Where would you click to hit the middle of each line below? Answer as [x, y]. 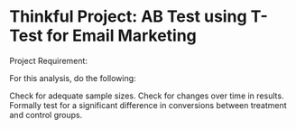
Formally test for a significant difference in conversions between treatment [148, 105]
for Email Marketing [121, 36]
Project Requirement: [49, 60]
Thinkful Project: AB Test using [128, 17]
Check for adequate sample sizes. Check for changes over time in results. [147, 96]
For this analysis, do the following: [73, 78]
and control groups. [46, 115]
